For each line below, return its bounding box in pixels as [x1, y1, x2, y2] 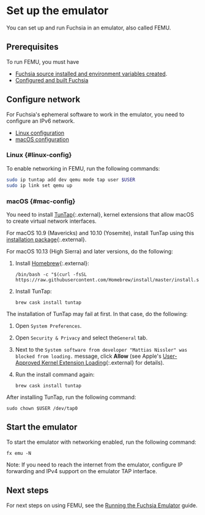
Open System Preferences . [15, 322, 82, 329]
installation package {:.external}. [6, 236, 87, 243]
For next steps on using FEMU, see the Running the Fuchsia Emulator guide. [6, 501, 198, 509]
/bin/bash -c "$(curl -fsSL [15, 271, 87, 277]
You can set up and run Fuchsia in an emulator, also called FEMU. [6, 24, 171, 31]
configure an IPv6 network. [6, 117, 75, 125]
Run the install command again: [15, 371, 95, 378]
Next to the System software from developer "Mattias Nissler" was [15, 346, 188, 353]
